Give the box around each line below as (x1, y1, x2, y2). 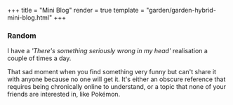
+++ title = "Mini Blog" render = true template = (7, 6, 145, 14)
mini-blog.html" (7, 13, 53, 22)
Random (7, 31, 36, 41)
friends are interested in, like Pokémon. (7, 90, 121, 99)
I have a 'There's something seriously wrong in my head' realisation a (7, 47, 208, 55)
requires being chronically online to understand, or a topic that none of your (7, 83, 227, 91)
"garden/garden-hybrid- (146, 6, 216, 14)
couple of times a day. (7, 54, 72, 62)
